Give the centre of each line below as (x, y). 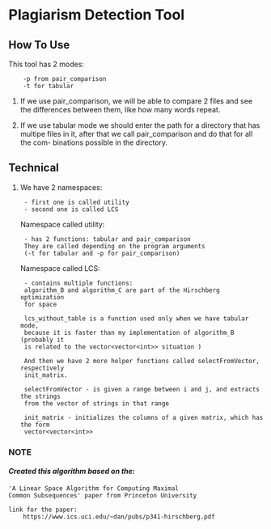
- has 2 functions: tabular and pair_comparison (108, 239)
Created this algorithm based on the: (72, 472)
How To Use (39, 45)
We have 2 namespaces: (61, 187)
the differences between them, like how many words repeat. (120, 110)
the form (35, 425)
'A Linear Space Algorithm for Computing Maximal (94, 488)
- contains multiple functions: (78, 283)
